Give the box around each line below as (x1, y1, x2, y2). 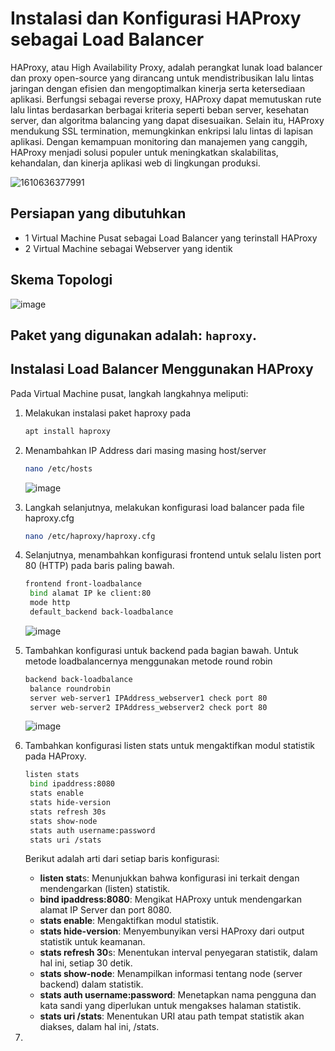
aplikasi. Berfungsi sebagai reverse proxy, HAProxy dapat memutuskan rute (10, 93, 322, 105)
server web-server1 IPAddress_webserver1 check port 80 (29, 693, 268, 703)
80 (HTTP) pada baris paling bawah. (24, 560, 175, 572)
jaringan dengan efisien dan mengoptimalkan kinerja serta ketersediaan (10, 82, 306, 94)
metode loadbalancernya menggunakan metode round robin (24, 655, 273, 667)
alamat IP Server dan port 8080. (39, 904, 172, 916)
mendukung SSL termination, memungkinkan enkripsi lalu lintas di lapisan (10, 125, 314, 137)
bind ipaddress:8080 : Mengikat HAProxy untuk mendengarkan (39, 893, 302, 906)
